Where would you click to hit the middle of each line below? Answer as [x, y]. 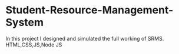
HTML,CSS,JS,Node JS [34, 45]
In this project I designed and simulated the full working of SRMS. [85, 38]
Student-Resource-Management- [89, 10]
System [25, 22]
